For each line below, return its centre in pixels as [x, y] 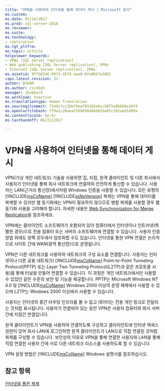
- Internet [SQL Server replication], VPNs [50, 70]
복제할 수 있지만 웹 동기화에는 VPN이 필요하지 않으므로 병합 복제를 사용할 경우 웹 [82, 202]
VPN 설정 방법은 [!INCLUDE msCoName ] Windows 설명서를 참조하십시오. [77, 354]
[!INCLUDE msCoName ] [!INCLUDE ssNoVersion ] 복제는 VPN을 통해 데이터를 [81, 196]
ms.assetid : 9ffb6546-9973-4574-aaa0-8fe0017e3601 [58, 74]
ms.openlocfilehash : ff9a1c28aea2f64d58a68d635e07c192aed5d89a [71, 111]
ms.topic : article [24, 51]
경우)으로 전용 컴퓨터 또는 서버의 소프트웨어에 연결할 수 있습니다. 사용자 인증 [87, 231]
